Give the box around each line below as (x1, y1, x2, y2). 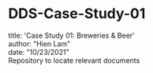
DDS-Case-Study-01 (8, 5, 146, 23)
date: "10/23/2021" (8, 47, 69, 57)
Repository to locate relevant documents (8, 56, 140, 65)
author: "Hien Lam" (8, 38, 71, 48)
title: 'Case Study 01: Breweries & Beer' (8, 31, 136, 40)
